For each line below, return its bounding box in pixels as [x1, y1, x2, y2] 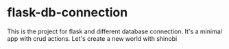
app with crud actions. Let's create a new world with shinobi [7, 34, 178, 42]
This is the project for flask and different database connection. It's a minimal [7, 27, 223, 35]
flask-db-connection [7, 5, 128, 20]
